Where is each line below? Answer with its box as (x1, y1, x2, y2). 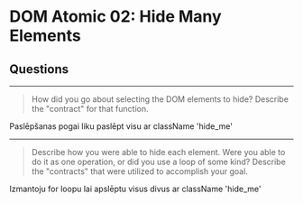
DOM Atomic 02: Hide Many (9, 6, 223, 27)
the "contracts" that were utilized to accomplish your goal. (31, 166, 248, 177)
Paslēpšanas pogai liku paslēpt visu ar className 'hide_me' (9, 121, 233, 132)
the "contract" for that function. (31, 104, 149, 114)
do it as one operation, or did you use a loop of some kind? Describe (31, 156, 286, 167)
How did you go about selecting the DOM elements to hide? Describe (31, 94, 289, 105)
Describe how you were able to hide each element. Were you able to (31, 147, 286, 157)
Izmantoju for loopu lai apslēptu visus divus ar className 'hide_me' (9, 183, 262, 194)
